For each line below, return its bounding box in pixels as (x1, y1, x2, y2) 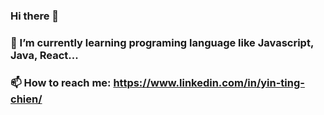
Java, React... (10, 48, 79, 62)
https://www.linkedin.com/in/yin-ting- (113, 75, 305, 89)
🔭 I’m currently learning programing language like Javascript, (10, 35, 314, 49)
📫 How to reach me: (10, 75, 112, 89)
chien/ (10, 92, 43, 106)
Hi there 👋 (10, 9, 60, 23)
